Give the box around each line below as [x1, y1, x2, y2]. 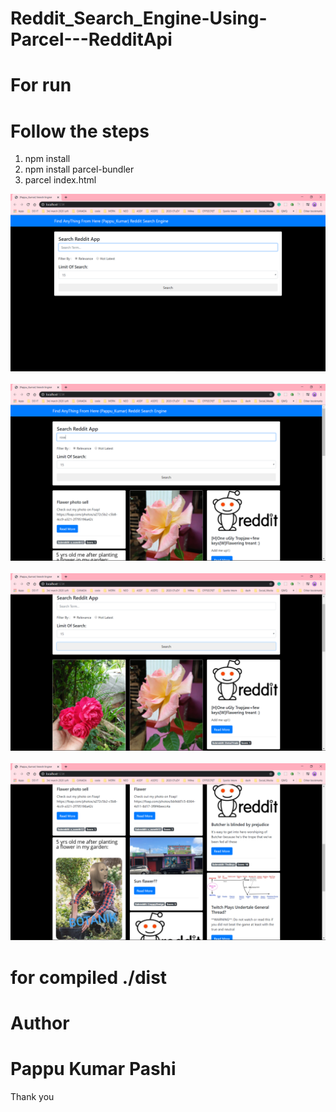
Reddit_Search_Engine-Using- [10, 7, 268, 30]
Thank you [10, 1090, 55, 1102]
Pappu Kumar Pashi [10, 1057, 177, 1080]
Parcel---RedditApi [10, 28, 173, 51]
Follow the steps [10, 120, 150, 142]
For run [10, 74, 72, 97]
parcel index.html [24, 174, 97, 186]
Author [10, 1012, 70, 1034]
